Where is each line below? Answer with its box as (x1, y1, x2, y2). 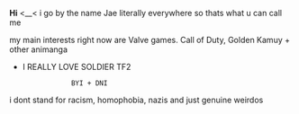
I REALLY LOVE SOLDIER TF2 (22, 62, 131, 72)
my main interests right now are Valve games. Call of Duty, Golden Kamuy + (9, 35, 291, 45)
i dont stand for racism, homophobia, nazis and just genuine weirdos (9, 94, 264, 105)
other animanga (9, 44, 68, 55)
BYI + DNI (70, 79, 108, 88)
